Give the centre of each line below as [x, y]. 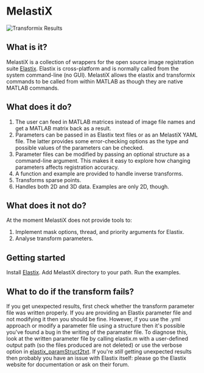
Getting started [36, 258]
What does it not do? [46, 205]
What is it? [27, 47]
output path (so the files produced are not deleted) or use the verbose [94, 345]
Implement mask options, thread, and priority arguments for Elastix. [100, 232]
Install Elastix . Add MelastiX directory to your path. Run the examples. [93, 272]
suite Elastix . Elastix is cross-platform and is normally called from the [93, 68]
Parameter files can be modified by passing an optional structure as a [102, 154]
